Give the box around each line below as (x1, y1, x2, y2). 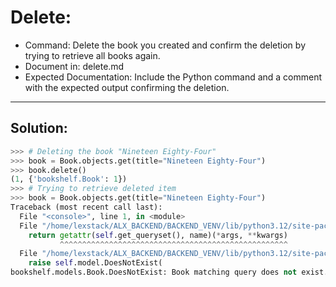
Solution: (10, 120, 68, 137)
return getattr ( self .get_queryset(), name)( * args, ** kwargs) (28, 230, 288, 240)
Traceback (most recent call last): (10, 202, 163, 212)
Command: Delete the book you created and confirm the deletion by (24, 39, 306, 51)
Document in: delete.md (24, 60, 125, 72)
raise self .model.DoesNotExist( (28, 258, 163, 268)
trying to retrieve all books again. (24, 49, 161, 61)
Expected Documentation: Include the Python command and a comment (24, 71, 323, 83)
